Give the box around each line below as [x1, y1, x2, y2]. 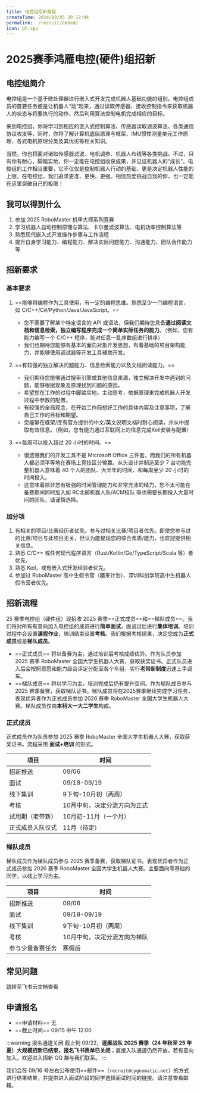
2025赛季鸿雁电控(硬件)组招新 [6, 53, 156, 66]
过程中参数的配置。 [23, 396, 71, 404]
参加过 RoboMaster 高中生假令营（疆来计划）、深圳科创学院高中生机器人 [14, 572, 192, 579]
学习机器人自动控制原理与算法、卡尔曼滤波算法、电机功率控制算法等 [14, 224, 182, 231]
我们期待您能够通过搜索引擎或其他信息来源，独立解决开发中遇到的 [23, 374, 186, 381]
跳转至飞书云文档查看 [6, 983, 58, 990]
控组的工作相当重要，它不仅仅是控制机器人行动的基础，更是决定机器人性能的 [6, 165, 194, 173]
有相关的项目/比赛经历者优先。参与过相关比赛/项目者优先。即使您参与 [14, 527, 186, 535]
